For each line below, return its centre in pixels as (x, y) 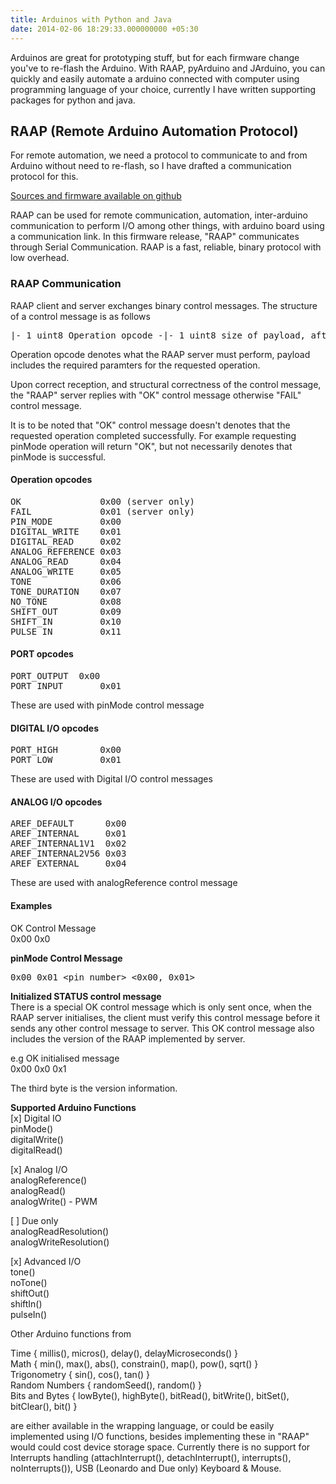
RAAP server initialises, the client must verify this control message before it (165, 1017)
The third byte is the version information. (94, 1088)
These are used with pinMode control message (107, 705)
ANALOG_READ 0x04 (66, 561)
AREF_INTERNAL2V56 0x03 (68, 854)
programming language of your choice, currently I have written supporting (163, 89)
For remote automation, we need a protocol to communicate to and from (159, 155)
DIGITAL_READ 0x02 (66, 541)
